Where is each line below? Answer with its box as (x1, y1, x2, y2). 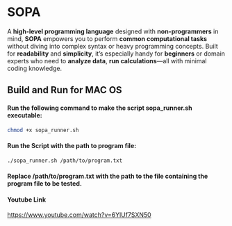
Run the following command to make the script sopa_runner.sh (7, 104, 192, 112)
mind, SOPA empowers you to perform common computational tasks (7, 34, 207, 42)
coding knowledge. (7, 64, 63, 72)
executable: (7, 111, 43, 119)
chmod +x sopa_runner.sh (7, 127, 79, 134)
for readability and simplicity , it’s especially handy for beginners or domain (7, 49, 226, 58)
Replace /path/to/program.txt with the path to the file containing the (7, 172, 208, 181)
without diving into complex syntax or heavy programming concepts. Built (7, 42, 219, 50)
